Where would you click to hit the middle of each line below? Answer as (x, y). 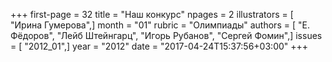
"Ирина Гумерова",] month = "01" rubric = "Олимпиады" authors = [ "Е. (160, 25)
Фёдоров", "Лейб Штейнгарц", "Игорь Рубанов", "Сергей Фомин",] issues (166, 35)
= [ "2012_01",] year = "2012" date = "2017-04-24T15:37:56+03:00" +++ (159, 46)
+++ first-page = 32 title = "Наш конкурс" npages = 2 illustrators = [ (152, 14)
